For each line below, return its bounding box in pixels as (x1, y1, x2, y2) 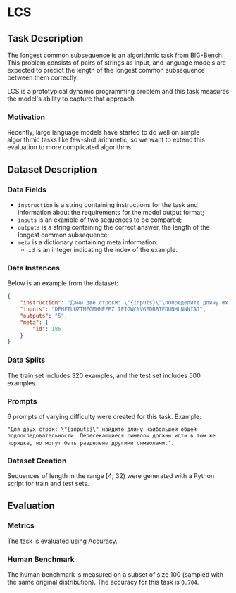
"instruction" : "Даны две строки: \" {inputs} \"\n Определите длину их (20, 299, 229, 306)
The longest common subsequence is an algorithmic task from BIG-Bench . (7, 51, 224, 59)
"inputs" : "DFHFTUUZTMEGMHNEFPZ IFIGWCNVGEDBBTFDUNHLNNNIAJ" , (20, 306, 206, 313)
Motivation (7, 112, 46, 122)
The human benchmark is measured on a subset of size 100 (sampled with (7, 570, 224, 579)
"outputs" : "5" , (20, 312, 68, 319)
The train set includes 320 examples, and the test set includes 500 (7, 371, 201, 380)
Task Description (7, 32, 84, 44)
